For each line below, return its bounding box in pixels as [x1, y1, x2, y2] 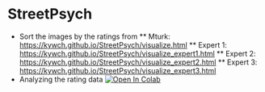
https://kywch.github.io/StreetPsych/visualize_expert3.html [19, 65, 217, 75]
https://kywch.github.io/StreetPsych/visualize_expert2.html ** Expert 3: [19, 57, 258, 67]
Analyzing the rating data [19, 74, 103, 84]
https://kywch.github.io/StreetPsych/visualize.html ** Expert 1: [19, 40, 227, 49]
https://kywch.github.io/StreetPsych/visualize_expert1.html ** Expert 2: [19, 48, 256, 58]
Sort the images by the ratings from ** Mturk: [19, 31, 170, 41]
